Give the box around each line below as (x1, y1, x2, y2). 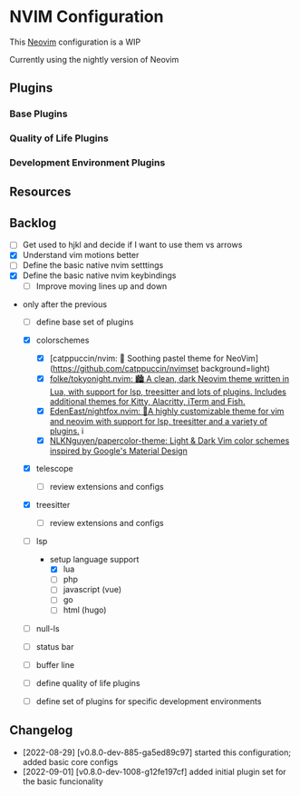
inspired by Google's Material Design (49, 445, 188, 456)
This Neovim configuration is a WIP (9, 36, 141, 47)
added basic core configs (22, 756, 119, 767)
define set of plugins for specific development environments (35, 695, 262, 706)
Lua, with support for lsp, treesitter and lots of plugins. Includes (49, 386, 287, 397)
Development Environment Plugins (9, 156, 166, 169)
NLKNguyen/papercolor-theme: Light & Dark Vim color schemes (49, 434, 290, 446)
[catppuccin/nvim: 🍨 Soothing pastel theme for (49, 353, 225, 363)
